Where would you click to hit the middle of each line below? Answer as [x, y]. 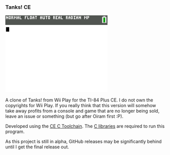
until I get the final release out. [37, 147]
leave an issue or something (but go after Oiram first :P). [64, 116]
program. [15, 132]
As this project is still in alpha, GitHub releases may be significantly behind [83, 142]
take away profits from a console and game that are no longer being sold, [82, 111]
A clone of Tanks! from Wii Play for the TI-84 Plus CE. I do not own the [79, 100]
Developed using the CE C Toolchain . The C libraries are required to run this [85, 126]
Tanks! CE [18, 7]
